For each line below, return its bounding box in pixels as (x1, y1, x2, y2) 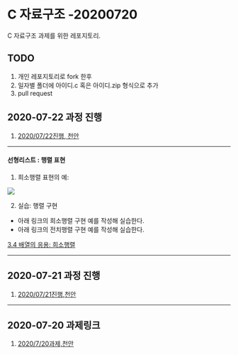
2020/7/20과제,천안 (17, 339, 74, 348)
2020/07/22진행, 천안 (17, 131, 79, 140)
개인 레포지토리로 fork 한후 (17, 72, 92, 80)
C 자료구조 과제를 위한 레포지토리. (7, 31, 101, 40)
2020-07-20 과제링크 (7, 319, 101, 331)
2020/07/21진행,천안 (17, 290, 76, 298)
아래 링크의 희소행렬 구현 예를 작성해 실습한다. (17, 216, 145, 224)
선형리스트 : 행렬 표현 (7, 155, 66, 164)
